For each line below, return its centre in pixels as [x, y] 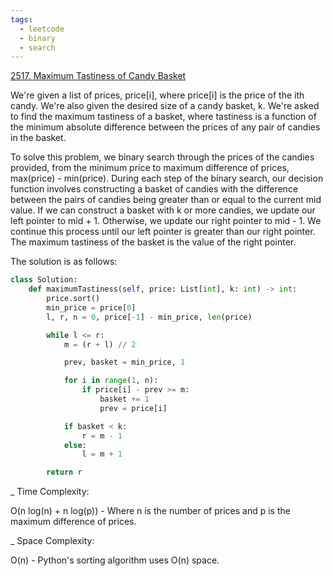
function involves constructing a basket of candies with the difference [154, 189]
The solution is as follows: [64, 262]
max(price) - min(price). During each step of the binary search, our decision [167, 178]
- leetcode [42, 29]
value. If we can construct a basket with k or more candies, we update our [163, 210]
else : [75, 445]
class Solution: [44, 280]
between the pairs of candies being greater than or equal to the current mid [166, 200]
